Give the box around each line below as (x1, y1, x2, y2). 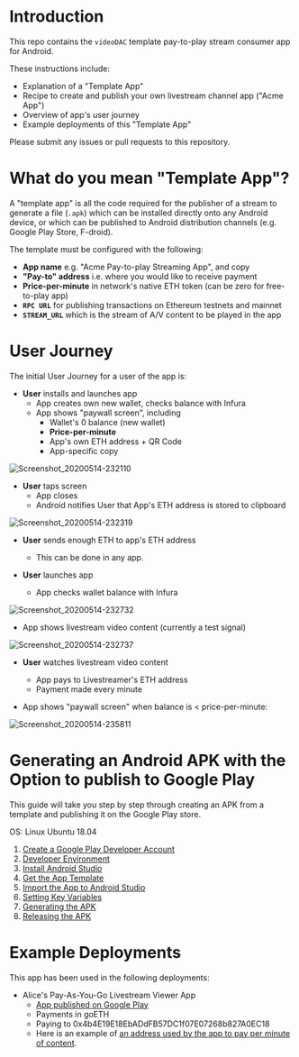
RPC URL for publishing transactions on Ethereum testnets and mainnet (22, 299, 282, 310)
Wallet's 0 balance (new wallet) (49, 416, 166, 427)
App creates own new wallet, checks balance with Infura (35, 397, 246, 408)
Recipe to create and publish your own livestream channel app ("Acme (22, 90, 284, 101)
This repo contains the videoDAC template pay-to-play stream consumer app (9, 36, 291, 47)
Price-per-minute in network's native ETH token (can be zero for (22, 280, 265, 291)
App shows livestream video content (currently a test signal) (22, 622, 246, 633)
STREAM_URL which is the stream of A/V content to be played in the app (22, 309, 282, 320)
